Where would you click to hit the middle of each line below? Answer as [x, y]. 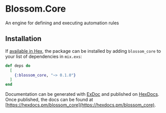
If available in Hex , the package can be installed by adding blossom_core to [83, 51]
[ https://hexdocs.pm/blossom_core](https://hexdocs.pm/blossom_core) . [81, 105]
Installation [23, 39]
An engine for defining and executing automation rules [62, 23]
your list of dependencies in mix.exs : [44, 56]
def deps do [18, 66]
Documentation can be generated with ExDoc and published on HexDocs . [82, 94]
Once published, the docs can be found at [49, 100]
